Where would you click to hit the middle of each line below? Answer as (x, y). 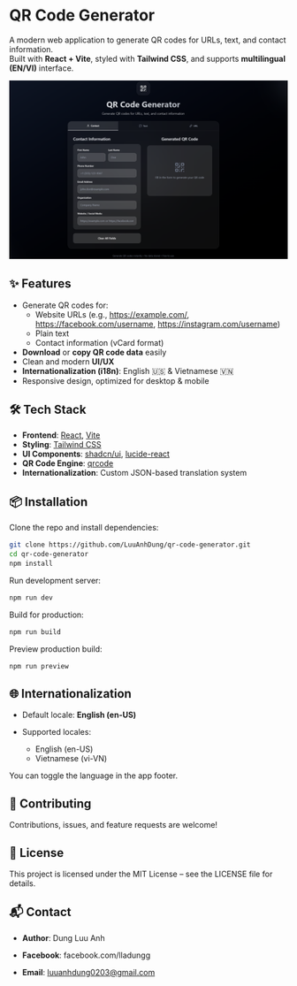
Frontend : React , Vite (61, 435)
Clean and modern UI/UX (68, 361)
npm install (31, 563)
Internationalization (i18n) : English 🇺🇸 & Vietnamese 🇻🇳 (128, 371)
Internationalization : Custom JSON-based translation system (134, 473)
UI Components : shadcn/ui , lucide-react (96, 454)
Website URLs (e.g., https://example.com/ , (112, 314)
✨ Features (40, 284)
